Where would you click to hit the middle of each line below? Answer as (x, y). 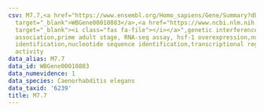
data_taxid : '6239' (40, 88)
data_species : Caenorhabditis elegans (71, 81)
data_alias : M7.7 (37, 59)
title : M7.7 (27, 95)
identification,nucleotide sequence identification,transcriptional (130, 45)
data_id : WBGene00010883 (49, 66)
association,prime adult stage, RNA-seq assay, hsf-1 (105, 37)
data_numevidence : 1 (42, 73)
